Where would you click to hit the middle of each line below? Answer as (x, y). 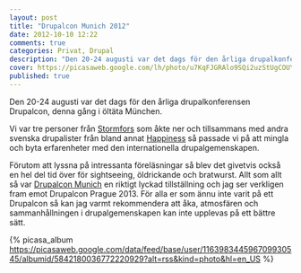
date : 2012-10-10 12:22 (54, 34)
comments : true (38, 43)
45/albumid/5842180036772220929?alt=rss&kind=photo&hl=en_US (135, 259)
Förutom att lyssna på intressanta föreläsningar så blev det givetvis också (145, 165)
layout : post (34, 18)
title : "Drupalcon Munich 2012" (69, 26)
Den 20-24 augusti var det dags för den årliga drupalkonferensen (130, 101)
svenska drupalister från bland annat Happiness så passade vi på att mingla (149, 138)
